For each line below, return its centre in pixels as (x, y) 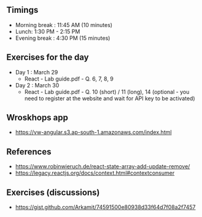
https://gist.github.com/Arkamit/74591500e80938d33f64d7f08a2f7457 (105, 207)
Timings (22, 10)
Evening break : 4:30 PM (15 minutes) (63, 38)
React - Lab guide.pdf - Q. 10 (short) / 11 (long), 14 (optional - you (107, 92)
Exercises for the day (48, 57)
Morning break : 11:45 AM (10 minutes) (64, 25)
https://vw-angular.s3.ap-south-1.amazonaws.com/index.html (93, 132)
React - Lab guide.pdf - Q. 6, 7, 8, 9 (69, 79)
